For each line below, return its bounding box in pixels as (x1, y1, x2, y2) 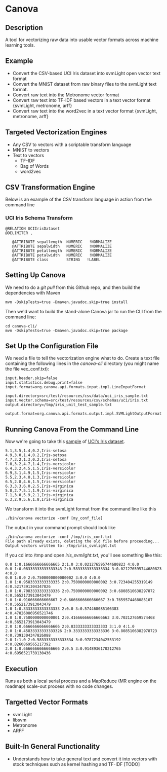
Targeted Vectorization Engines (5, 128, 107, 137)
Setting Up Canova (5, 271, 66, 279)
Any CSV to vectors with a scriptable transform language (12, 141, 132, 148)
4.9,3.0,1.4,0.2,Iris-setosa (5, 453, 67, 458)
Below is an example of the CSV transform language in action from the (5, 196, 152, 203)
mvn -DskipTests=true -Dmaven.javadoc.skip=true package (5, 328, 128, 333)
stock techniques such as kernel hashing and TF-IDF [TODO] (12, 761, 140, 767)
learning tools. (5, 42, 35, 48)
